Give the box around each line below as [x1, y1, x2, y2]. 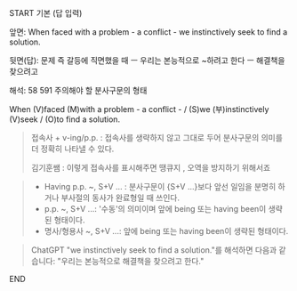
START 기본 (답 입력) [9, 8, 83, 18]
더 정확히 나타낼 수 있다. [30, 143, 115, 154]
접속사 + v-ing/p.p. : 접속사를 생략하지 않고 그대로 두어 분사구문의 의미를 [30, 133, 283, 142]
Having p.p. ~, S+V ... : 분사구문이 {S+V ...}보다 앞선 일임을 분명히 [44, 182, 277, 191]
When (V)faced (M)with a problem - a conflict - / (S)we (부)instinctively [9, 104, 269, 114]
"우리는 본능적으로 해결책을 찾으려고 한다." [57, 256, 205, 266]
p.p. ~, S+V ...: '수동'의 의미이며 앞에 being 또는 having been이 [44, 204, 267, 214]
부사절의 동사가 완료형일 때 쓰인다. [60, 192, 181, 203]
